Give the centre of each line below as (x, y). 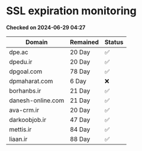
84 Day (80, 129)
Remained (85, 42)
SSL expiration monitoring (72, 11)
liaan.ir (18, 139)
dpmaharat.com (31, 81)
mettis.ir (20, 129)
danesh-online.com (37, 100)
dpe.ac (19, 52)
